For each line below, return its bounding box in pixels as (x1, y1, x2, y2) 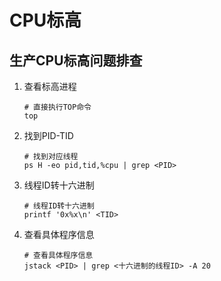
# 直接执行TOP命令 (23, 102, 92, 112)
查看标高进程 (23, 81, 77, 92)
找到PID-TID (23, 130, 74, 141)
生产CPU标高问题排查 (9, 52, 143, 69)
